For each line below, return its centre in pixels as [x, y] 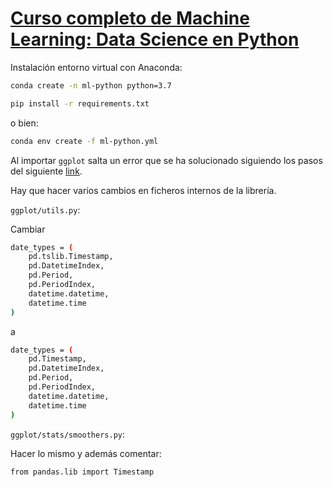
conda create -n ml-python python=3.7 [91, 85]
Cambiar [28, 229]
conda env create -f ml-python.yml [84, 141]
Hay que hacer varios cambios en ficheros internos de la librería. [143, 190]
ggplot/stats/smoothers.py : [68, 434]
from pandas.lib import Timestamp [82, 472]
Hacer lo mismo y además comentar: [86, 453]
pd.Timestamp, [57, 359]
